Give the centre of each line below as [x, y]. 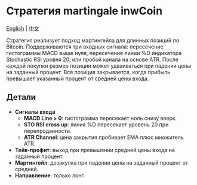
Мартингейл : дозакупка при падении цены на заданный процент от [101, 162]
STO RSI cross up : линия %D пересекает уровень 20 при [96, 125]
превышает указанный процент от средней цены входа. [78, 78]
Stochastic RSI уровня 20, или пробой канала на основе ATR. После [93, 59]
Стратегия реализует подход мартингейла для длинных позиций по [93, 40]
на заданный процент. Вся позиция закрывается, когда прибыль [88, 72]
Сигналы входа [35, 111]
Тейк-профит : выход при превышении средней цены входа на [95, 150]
